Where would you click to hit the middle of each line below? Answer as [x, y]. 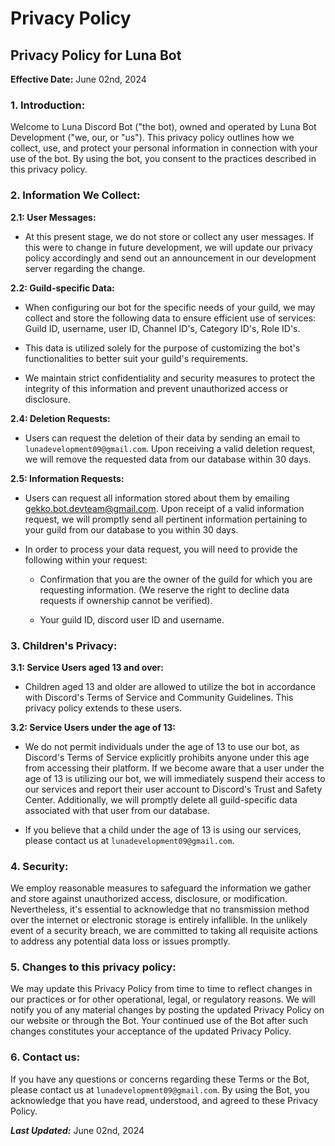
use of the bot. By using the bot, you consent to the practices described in [163, 159]
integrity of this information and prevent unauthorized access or [156, 388]
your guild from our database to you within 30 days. [131, 529]
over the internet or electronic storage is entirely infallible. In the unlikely [159, 920]
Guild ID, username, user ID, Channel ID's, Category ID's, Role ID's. [162, 328]
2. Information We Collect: [75, 195]
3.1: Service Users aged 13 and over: [87, 667]
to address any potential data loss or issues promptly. [120, 941]
